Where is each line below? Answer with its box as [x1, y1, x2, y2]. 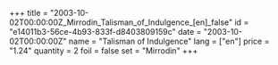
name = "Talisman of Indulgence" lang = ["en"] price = [68, 36, 270, 46]
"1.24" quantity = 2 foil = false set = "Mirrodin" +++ [9, 45, 198, 56]
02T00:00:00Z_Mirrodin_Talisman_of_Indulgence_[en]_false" [9, 17, 233, 28]
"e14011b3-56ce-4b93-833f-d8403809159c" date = [9, 27, 202, 37]
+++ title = [9, 8, 49, 18]
